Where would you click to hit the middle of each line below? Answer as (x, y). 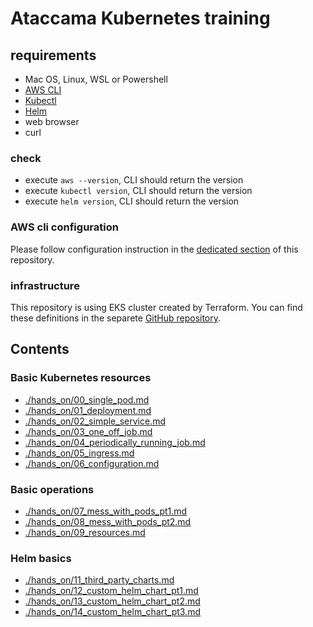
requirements (53, 55)
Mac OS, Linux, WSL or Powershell (96, 79)
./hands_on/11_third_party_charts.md (99, 580)
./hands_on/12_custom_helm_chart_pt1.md (111, 591)
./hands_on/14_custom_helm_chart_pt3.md (112, 612)
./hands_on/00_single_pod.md (87, 399)
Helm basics (41, 558)
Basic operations (52, 489)
